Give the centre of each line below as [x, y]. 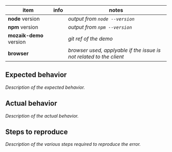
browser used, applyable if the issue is [115, 50]
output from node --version [101, 19]
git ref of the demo [91, 39]
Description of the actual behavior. [42, 116]
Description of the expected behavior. [45, 87]
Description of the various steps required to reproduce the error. [73, 144]
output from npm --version [100, 27]
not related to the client [96, 57]
